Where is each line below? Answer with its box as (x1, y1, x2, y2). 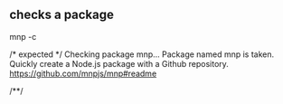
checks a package (9, 7, 115, 23)
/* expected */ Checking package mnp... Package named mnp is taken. (9, 49, 275, 60)
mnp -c (9, 31, 37, 42)
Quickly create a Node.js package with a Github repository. (9, 58, 229, 69)
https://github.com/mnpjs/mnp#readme (9, 68, 157, 79)
